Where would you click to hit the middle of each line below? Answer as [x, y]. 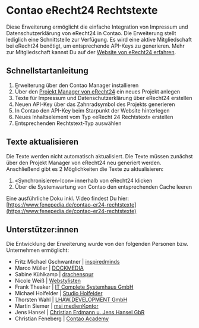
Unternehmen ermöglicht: [38, 250]
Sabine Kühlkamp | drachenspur [54, 274]
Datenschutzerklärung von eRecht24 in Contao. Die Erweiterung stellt [91, 33]
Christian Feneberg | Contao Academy [61, 318]
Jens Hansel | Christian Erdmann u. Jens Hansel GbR [80, 313]
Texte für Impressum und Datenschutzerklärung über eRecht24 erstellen [103, 98]
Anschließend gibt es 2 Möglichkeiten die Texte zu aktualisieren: [85, 169]
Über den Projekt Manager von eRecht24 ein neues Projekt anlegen [97, 91]
